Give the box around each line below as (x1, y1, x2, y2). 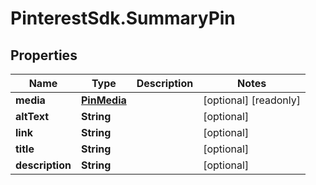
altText (15, 110, 50, 123)
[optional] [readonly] (203, 93, 301, 107)
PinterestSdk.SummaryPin (10, 7, 236, 30)
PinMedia (80, 93, 127, 107)
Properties (10, 47, 78, 64)
